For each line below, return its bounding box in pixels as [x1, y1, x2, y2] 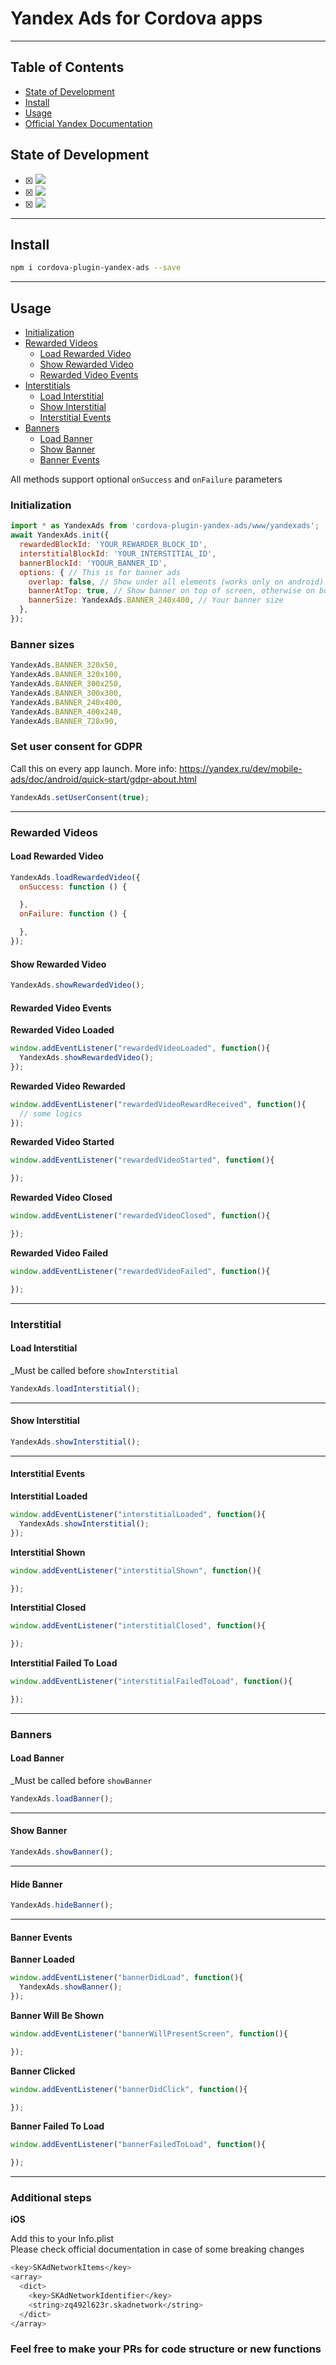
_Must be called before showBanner [10, 1775, 153, 1787]
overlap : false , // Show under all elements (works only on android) [28, 577, 325, 587]
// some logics [19, 1108, 83, 1119]
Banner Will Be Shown [10, 2009, 105, 2021]
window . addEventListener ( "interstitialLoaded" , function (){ [10, 1510, 267, 1520]
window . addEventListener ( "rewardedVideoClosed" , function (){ [10, 1211, 271, 1221]
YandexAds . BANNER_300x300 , [10, 688, 123, 698]
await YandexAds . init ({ [10, 530, 110, 541]
